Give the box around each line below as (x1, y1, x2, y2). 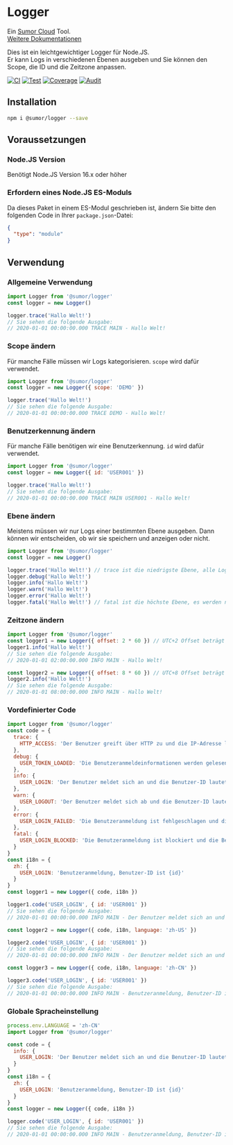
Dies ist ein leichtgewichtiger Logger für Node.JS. (7, 48, 150, 56)
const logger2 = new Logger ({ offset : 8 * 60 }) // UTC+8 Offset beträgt (7, 669, 225, 677)
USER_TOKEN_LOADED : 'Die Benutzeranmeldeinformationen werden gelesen (19, 759, 228, 767)
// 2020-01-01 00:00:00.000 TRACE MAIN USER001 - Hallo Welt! (7, 494, 191, 502)
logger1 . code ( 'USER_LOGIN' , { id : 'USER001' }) (7, 901, 148, 908)
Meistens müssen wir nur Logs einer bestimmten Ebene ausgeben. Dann (7, 527, 215, 535)
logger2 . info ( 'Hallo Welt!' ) (7, 676, 92, 683)
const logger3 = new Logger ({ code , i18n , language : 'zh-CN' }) (7, 965, 197, 972)
